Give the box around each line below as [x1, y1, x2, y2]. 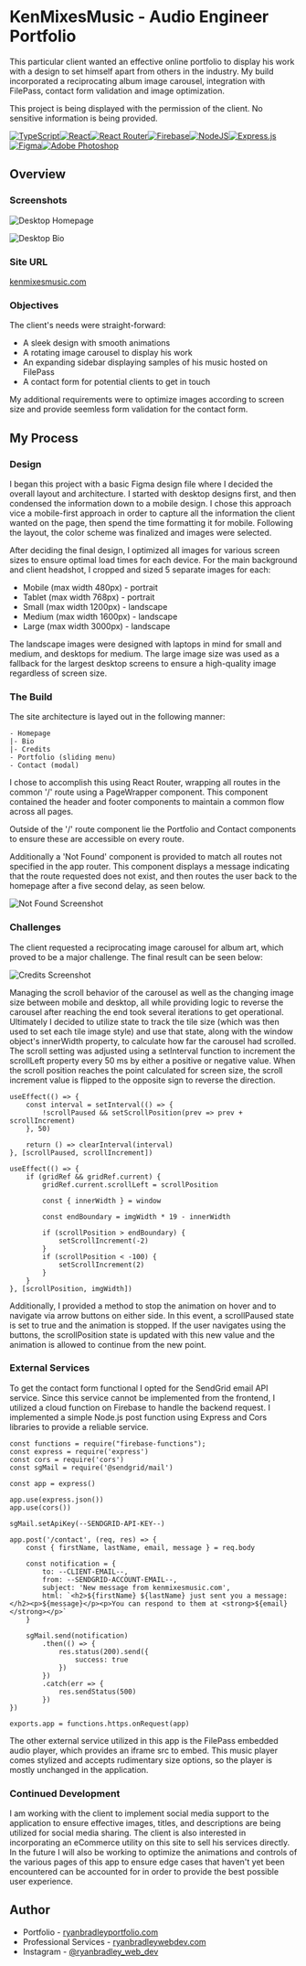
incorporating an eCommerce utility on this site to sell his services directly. [9, 1837, 290, 1848]
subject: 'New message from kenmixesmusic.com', [42, 1583, 231, 1592]
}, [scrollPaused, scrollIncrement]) [9, 1148, 153, 1158]
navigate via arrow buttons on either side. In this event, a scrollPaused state [9, 1309, 294, 1320]
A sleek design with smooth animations [22, 337, 171, 348]
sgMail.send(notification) [26, 1630, 129, 1640]
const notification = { [26, 1559, 117, 1568]
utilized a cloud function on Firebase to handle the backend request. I [9, 1402, 271, 1413]
